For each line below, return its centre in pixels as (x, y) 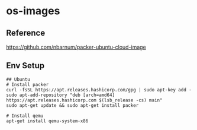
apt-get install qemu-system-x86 (47, 121)
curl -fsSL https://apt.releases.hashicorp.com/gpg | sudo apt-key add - (99, 90)
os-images (33, 11)
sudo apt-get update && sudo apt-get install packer (72, 105)
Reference (26, 33)
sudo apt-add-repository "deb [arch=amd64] (61, 95)
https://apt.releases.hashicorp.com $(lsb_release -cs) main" (84, 100)
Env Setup (25, 66)
